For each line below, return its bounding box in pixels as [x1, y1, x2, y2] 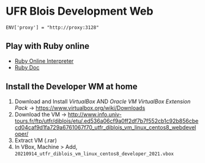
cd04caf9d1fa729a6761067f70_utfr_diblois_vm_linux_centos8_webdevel [14, 123, 196, 131]
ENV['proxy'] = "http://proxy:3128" [6, 24, 99, 31]
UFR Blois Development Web [6, 4, 154, 18]
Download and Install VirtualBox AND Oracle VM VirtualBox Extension [14, 98, 191, 105]
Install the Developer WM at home [6, 81, 138, 92]
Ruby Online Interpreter [14, 57, 74, 65]
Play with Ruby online [6, 41, 90, 51]
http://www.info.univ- [67, 110, 122, 118]
